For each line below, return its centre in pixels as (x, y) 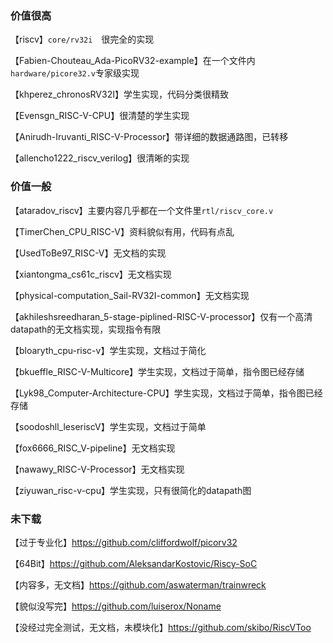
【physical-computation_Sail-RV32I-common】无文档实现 (130, 295)
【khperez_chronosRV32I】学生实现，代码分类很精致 (119, 94)
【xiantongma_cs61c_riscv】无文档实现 (91, 274)
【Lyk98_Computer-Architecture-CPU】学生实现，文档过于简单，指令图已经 (166, 393)
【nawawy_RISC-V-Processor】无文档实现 (97, 469)
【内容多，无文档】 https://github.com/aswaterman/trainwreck (138, 584)
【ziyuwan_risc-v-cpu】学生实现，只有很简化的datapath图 (131, 490)
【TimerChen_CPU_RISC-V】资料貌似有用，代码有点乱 (122, 231)
